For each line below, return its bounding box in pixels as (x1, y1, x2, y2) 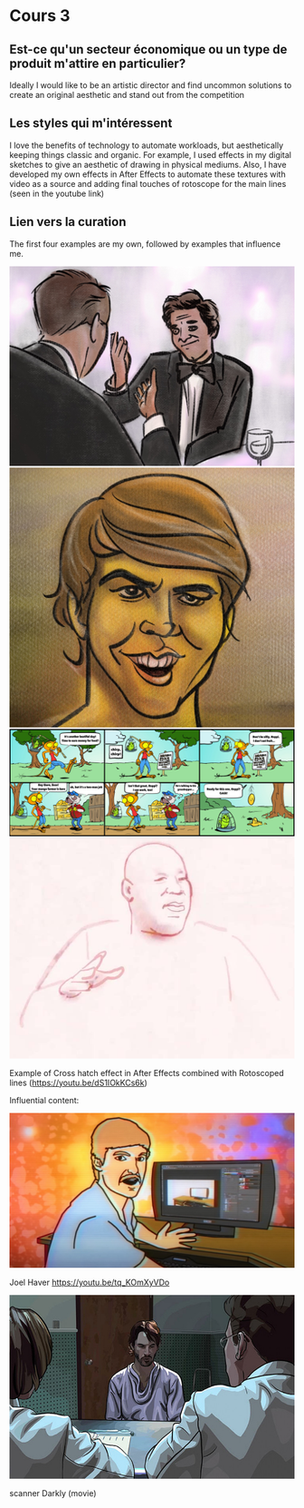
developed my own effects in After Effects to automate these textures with (9, 169, 287, 180)
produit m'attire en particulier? (9, 55, 186, 71)
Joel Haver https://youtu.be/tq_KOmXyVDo (9, 1277, 170, 1288)
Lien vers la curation (9, 214, 127, 230)
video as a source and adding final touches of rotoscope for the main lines (9, 178, 287, 189)
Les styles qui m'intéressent (9, 115, 173, 132)
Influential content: (9, 1094, 80, 1105)
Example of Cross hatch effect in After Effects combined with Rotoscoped (9, 1067, 285, 1078)
